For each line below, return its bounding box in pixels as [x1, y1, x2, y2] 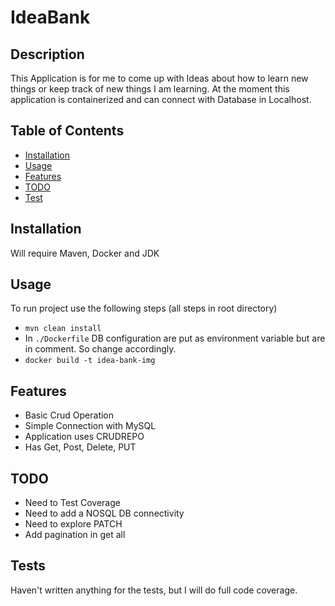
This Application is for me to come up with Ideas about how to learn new [10, 72, 309, 84]
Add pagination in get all [24, 529, 126, 541]
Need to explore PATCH [24, 518, 123, 530]
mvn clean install [24, 324, 102, 334]
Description [10, 46, 85, 63]
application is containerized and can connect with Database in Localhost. [10, 94, 312, 105]
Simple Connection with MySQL [24, 420, 157, 432]
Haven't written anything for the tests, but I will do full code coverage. [10, 584, 298, 596]
